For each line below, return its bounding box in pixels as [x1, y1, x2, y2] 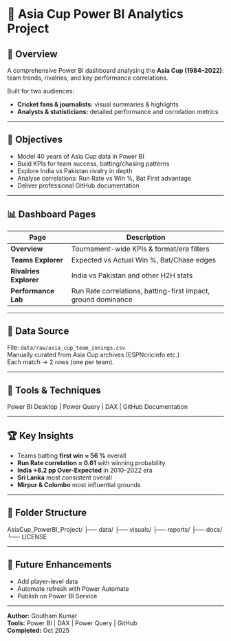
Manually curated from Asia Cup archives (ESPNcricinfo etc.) [7, 350, 180, 359]
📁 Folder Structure [7, 507, 87, 519]
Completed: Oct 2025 [7, 626, 70, 634]
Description [126, 232, 166, 242]
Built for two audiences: [7, 87, 74, 95]
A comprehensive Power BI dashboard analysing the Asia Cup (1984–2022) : [7, 67, 224, 74]
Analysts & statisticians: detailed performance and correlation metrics [16, 108, 219, 115]
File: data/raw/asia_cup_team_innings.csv [7, 344, 126, 352]
